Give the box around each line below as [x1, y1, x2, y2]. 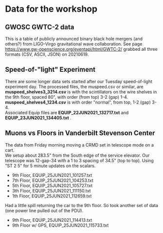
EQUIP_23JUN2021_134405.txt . [5, 115, 72, 121]
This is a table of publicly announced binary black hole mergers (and [5, 36, 143, 42]
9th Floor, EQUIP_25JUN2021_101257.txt [12, 172, 92, 178]
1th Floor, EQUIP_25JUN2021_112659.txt [12, 193, 92, 199]
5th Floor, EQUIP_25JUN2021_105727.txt [12, 182, 93, 189]
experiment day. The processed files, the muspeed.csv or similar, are [5, 84, 144, 89]
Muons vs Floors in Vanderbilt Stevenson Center [5, 129, 155, 137]
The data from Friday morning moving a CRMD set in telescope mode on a [5, 142, 154, 148]
